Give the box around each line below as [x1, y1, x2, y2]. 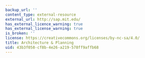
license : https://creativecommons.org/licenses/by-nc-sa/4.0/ [5, 36, 140, 41]
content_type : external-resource [5, 12, 76, 17]
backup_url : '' [5, 7, 38, 13]
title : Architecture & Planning [5, 40, 74, 45]
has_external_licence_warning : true [5, 21, 83, 27]
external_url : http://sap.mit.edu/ [5, 17, 81, 22]
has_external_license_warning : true [5, 26, 83, 31]
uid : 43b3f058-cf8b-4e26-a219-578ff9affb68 [5, 45, 99, 50]
